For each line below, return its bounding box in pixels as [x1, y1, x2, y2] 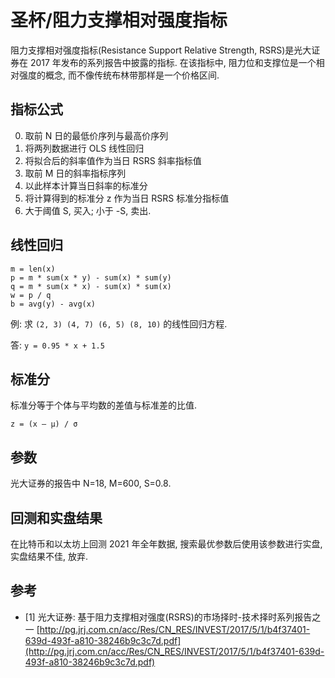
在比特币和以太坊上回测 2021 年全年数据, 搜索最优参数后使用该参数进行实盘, [10, 538, 323, 550]
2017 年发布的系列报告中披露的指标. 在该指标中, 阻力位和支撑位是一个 [29, 56, 317, 68]
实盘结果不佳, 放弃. [10, 551, 89, 562]
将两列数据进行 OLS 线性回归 [24, 142, 145, 154]
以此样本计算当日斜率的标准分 [24, 179, 148, 191]
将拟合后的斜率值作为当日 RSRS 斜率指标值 [24, 154, 202, 166]
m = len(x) [10, 264, 56, 274]
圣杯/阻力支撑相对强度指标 [10, 9, 228, 32]
